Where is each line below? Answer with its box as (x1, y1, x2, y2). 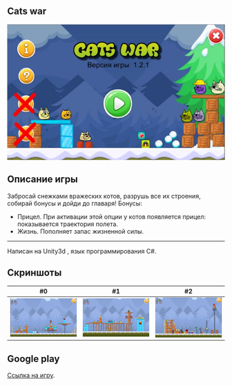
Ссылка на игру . (7, 372, 55, 380)
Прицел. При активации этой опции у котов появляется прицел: (17, 212, 206, 221)
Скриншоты (7, 267, 62, 278)
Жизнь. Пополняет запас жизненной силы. (17, 227, 144, 235)
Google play (7, 353, 60, 365)
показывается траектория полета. (17, 220, 119, 228)
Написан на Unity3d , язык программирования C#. (7, 247, 157, 255)
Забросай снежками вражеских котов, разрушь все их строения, (7, 192, 202, 200)
